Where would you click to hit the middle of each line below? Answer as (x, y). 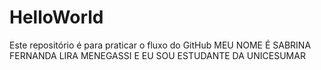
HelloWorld (56, 17)
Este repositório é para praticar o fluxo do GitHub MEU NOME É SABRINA (160, 45)
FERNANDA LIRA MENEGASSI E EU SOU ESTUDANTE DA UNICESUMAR (157, 55)
